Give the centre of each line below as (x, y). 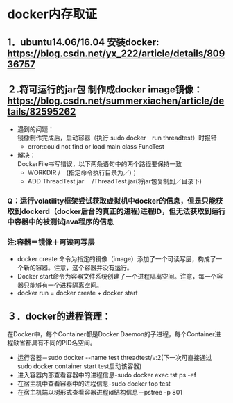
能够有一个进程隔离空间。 (66, 285)
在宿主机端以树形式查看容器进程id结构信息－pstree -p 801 (100, 393)
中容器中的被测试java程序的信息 (61, 222)
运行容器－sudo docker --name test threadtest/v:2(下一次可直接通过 (114, 358)
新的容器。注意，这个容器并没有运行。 (78, 268)
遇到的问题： (35, 129)
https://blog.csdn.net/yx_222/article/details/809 (116, 53)
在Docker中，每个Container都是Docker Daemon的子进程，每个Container (111, 334)
